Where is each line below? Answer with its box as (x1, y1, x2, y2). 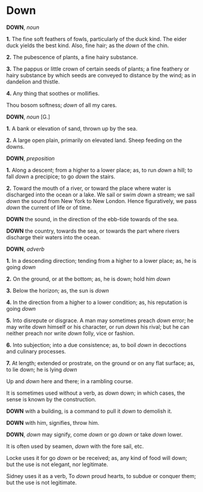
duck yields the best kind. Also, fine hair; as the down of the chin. (6, 42, 169, 49)
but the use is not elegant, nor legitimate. (6, 461, 109, 468)
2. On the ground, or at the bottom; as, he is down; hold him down (6, 275, 171, 282)
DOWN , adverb (6, 245, 45, 253)
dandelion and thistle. (6, 78, 60, 85)
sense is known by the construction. (6, 395, 97, 403)
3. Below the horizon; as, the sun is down (6, 286, 109, 294)
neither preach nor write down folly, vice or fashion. (6, 329, 135, 337)
